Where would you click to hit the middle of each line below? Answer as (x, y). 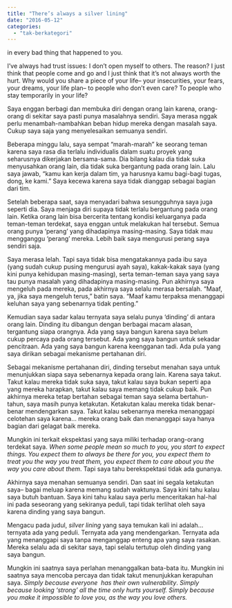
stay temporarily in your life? (48, 96)
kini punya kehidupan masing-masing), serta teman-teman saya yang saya (113, 274)
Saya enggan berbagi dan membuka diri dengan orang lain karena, (102, 109)
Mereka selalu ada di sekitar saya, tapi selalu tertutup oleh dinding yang (109, 547)
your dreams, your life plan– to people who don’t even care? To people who (115, 88)
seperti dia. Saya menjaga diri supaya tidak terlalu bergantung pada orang (112, 209)
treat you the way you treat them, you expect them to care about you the (111, 462)
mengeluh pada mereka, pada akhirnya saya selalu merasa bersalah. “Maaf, (115, 289)
